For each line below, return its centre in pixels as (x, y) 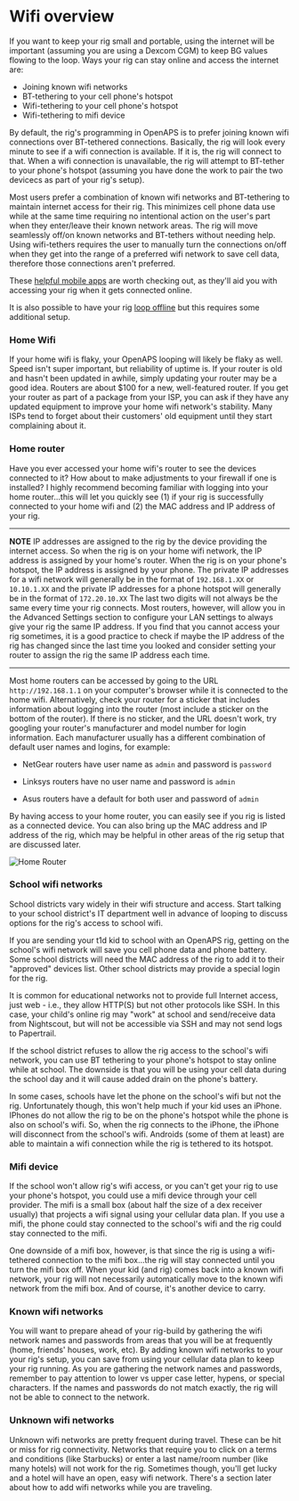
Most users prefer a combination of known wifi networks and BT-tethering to (149, 197)
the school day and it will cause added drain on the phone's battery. (133, 1079)
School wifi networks (56, 884)
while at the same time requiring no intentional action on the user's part (140, 216)
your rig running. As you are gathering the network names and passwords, (145, 1369)
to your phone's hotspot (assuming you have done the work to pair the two (146, 170)
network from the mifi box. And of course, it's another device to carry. (137, 1289)
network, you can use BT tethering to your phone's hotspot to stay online (143, 1060)
